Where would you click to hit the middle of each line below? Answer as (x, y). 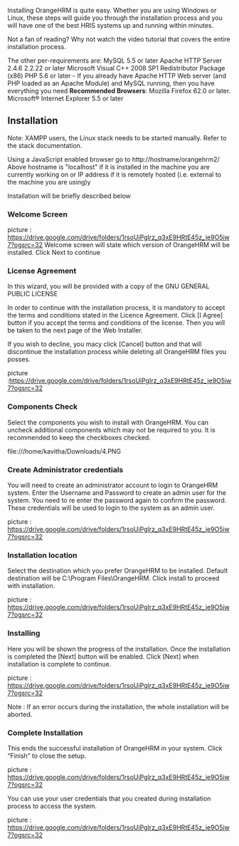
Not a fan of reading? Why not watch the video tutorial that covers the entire (119, 39)
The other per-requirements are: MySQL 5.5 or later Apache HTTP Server (115, 61)
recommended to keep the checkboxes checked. (79, 437)
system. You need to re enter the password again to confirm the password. (117, 500)
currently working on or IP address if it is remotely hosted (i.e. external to (115, 174)
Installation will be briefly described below (69, 196)
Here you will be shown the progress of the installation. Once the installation (119, 649)
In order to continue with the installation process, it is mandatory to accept (116, 308)
